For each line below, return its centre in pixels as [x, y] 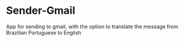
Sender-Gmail [41, 11]
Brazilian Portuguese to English [44, 32]
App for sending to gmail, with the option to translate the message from [92, 26]
